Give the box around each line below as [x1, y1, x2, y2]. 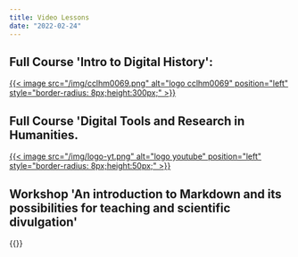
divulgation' [9, 214, 78, 229]
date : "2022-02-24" [9, 21, 82, 30]
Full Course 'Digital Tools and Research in [9, 113, 245, 128]
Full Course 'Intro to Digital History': [9, 54, 213, 70]
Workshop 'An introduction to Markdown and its [9, 187, 283, 202]
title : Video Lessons [9, 12, 90, 22]
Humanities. [9, 127, 79, 143]
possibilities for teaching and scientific [9, 200, 231, 215]
